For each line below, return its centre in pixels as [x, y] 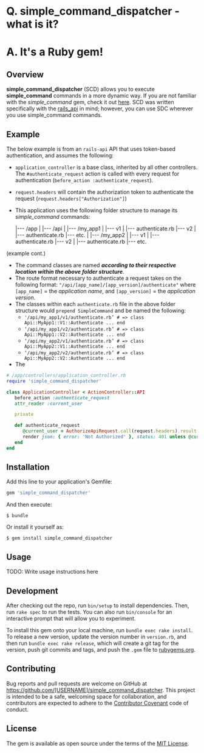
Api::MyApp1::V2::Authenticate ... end [75, 335]
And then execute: [29, 505]
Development [32, 591]
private [24, 415]
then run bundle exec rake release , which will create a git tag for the [93, 643]
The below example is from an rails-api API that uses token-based [91, 149]
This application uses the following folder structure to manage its [96, 210]
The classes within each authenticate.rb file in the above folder [95, 304]
